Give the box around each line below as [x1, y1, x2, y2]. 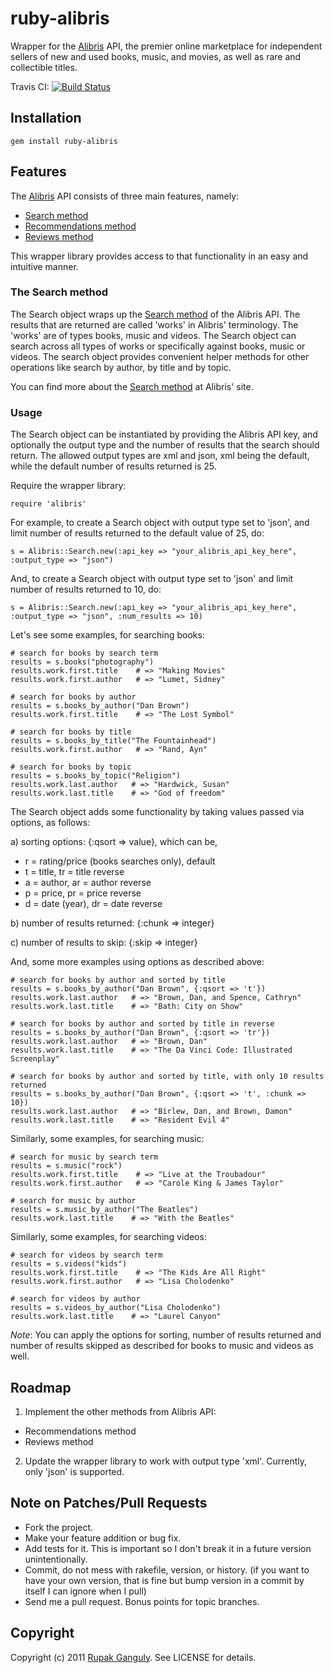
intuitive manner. [10, 260, 79, 272]
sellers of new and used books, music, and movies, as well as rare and [10, 50, 302, 62]
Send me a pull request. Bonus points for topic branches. [24, 1595, 260, 1607]
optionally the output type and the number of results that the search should [10, 439, 320, 451]
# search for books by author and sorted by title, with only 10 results [10, 1072, 325, 1082]
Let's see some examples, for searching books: [10, 629, 205, 641]
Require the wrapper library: [10, 480, 127, 492]
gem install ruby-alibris [10, 136, 118, 146]
